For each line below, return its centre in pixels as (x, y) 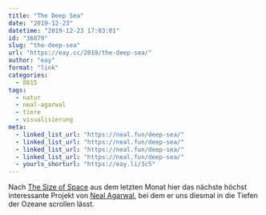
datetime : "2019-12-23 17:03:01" (64, 30)
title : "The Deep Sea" (46, 16)
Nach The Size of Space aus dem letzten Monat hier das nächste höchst (128, 187)
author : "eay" (32, 61)
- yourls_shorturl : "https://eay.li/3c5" (86, 165)
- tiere (28, 113)
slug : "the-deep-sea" (44, 46)
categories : (28, 75)
